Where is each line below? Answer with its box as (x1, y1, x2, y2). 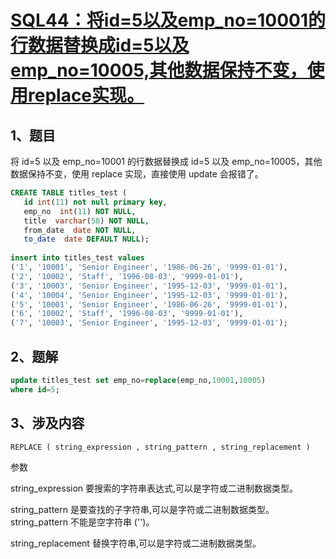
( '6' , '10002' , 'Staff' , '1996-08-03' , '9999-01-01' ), (10, 309, 244, 319)
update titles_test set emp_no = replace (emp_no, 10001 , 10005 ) (10, 375, 267, 385)
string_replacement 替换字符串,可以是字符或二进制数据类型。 (10, 537, 262, 549)
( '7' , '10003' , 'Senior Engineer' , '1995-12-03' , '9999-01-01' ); (10, 318, 288, 328)
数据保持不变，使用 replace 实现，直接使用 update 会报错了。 (10, 168, 264, 180)
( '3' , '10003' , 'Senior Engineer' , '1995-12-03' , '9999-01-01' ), (10, 281, 288, 291)
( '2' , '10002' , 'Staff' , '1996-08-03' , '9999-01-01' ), (10, 271, 244, 281)
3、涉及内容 (10, 415, 85, 432)
